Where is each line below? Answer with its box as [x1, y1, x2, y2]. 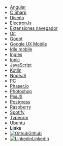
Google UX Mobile [9, 41, 47, 47]
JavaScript [9, 62, 32, 68]
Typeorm [9, 115, 29, 120]
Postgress [9, 99, 31, 104]
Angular [9, 4, 26, 10]
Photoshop [9, 89, 32, 94]
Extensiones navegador [9, 25, 58, 31]
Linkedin [31, 136, 49, 142]
